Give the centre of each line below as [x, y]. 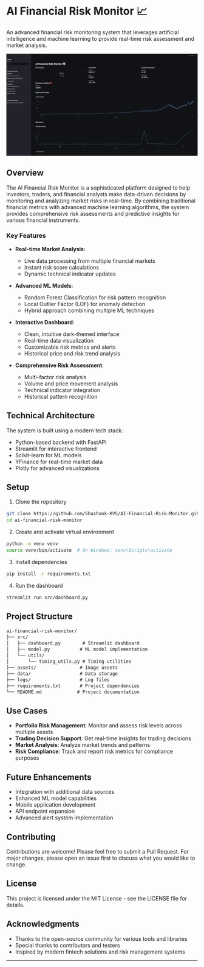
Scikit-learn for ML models [48, 455]
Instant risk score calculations [61, 267]
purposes [27, 758]
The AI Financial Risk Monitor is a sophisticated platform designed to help [98, 187]
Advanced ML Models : [44, 285]
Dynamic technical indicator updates [70, 274]
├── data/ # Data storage [62, 674]
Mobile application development [55, 805]
